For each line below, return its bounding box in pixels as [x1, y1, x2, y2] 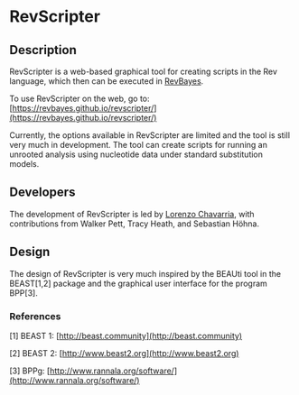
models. [9, 159, 40, 169]
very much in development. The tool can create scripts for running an [9, 140, 268, 150]
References [9, 309, 61, 322]
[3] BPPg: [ [9, 365, 51, 376]
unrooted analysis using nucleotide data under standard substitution [9, 149, 264, 160]
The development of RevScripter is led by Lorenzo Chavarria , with [9, 208, 255, 219]
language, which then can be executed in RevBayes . [9, 76, 204, 87]
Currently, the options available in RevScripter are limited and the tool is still [9, 130, 291, 141]
